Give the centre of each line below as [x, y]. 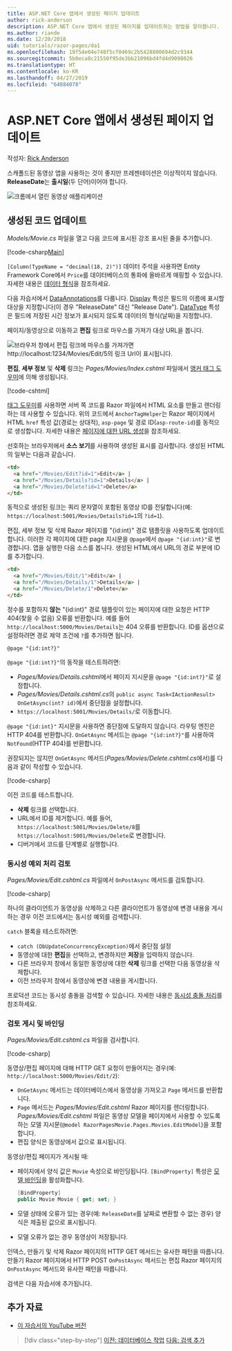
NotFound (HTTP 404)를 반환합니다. [55, 743]
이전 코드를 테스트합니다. [40, 794]
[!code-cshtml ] [28, 391]
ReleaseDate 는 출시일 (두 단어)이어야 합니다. [68, 182]
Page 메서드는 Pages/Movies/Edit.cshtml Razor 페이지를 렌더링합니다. [113, 1108]
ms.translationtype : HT [41, 65]
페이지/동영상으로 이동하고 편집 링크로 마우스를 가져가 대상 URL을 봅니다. [105, 330]
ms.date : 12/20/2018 [37, 39]
